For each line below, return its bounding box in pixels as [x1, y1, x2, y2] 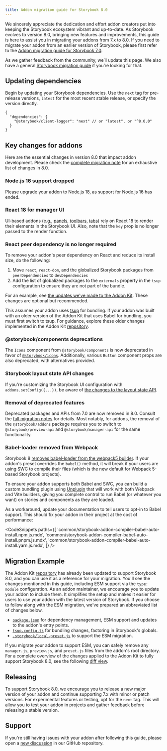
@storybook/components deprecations [5, 336, 103, 343]
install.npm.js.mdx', [5, 532, 45, 538]
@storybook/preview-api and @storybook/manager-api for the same [5, 426, 141, 432]
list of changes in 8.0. [5, 165, 49, 171]
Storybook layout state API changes [5, 370, 94, 377]
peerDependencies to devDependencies [12, 272, 88, 278]
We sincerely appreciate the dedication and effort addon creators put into [5, 21, 156, 27]
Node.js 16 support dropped [5, 177, 75, 184]
